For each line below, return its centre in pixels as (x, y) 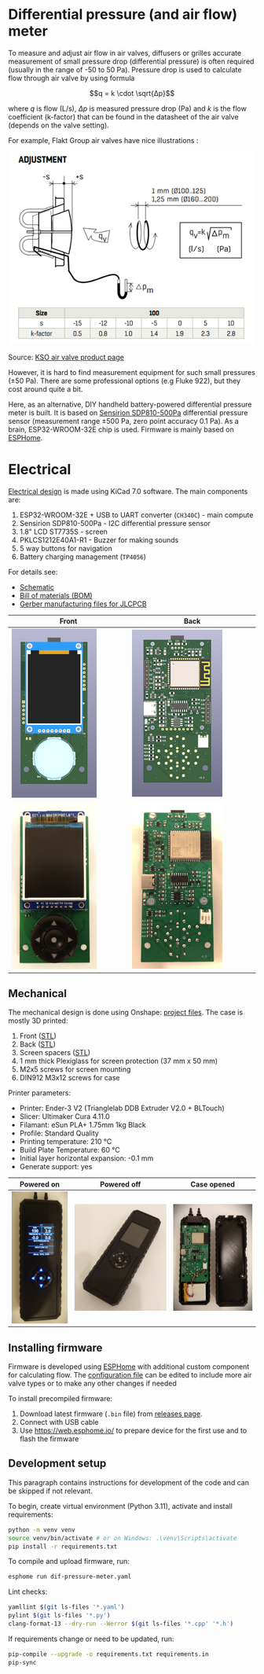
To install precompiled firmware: (60, 1399)
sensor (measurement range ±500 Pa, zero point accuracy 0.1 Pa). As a (124, 421)
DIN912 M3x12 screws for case (70, 1078)
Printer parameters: (40, 1093)
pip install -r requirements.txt (63, 1547)
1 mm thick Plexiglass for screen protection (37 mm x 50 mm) (119, 1061)
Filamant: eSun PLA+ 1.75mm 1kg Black (83, 1125)
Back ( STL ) (38, 1044)
